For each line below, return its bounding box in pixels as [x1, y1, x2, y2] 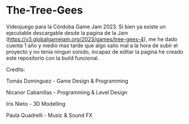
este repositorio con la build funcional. [6, 54, 100, 61]
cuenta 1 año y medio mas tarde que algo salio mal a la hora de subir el [6, 42, 178, 49]
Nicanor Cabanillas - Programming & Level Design [6, 89, 128, 96]
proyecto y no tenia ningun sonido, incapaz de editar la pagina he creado [6, 48, 184, 55]
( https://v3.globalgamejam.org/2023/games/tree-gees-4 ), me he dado [6, 35, 178, 43]
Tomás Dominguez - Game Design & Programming [6, 77, 128, 84]
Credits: [6, 66, 25, 73]
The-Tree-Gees [6, 4, 84, 17]
